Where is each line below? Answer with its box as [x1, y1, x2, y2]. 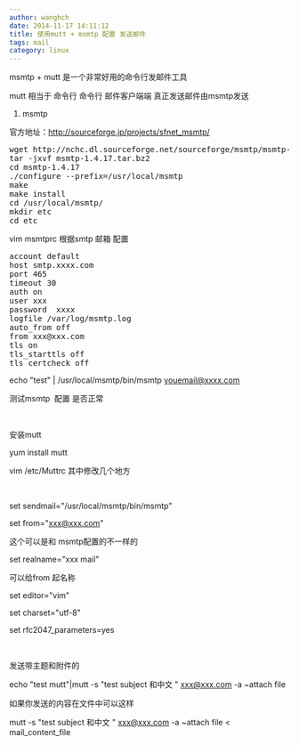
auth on [9, 287, 43, 297]
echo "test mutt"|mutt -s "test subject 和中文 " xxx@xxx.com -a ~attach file [9, 679, 287, 690]
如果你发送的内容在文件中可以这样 [9, 698, 134, 709]
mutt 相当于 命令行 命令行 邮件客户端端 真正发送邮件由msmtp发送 [9, 91, 249, 101]
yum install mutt [9, 447, 69, 458]
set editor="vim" [9, 590, 70, 601]
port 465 [9, 269, 47, 279]
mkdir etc [9, 206, 52, 217]
